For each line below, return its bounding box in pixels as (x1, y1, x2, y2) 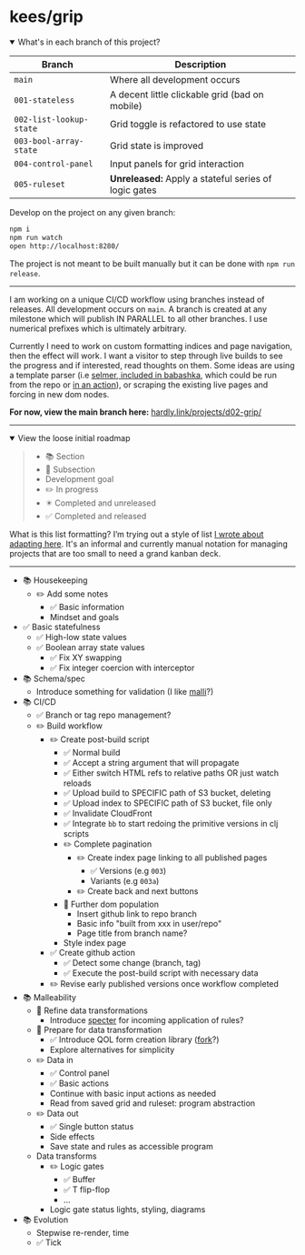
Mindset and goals (49, 611, 120, 622)
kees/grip (9, 6, 84, 27)
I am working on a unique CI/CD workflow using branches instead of (9, 294, 265, 305)
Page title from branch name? (76, 928, 188, 939)
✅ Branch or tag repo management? (35, 709, 172, 720)
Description (174, 57, 227, 70)
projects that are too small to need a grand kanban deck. (9, 547, 221, 558)
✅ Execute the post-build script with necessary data (63, 967, 259, 979)
